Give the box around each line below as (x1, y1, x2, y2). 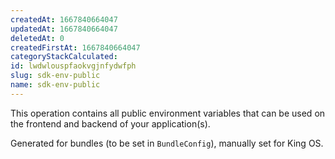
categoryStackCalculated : (10, 52, 118, 62)
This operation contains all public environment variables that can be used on (10, 107, 326, 119)
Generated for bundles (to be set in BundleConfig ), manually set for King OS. (10, 137, 324, 149)
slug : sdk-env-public (10, 71, 101, 81)
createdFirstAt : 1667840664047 (10, 42, 141, 53)
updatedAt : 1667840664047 (10, 24, 118, 34)
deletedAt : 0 (10, 33, 65, 43)
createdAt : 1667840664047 (10, 14, 118, 25)
